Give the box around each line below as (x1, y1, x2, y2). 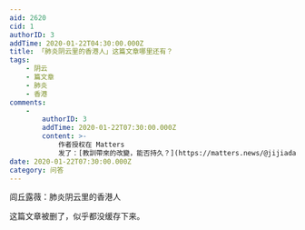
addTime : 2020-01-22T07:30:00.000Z (42, 124, 177, 133)
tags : (9, 55, 30, 65)
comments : (9, 97, 47, 107)
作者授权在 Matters (57, 140, 125, 149)
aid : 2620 (9, 13, 47, 23)
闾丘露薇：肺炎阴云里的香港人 (9, 192, 121, 203)
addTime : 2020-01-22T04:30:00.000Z (9, 38, 144, 48)
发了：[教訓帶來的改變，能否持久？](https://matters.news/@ (57, 148, 269, 157)
